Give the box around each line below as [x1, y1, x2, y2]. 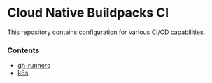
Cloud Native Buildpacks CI [7, 5, 169, 21]
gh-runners [17, 61, 51, 70]
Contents [7, 45, 40, 55]
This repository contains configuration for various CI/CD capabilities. [7, 28, 206, 36]
